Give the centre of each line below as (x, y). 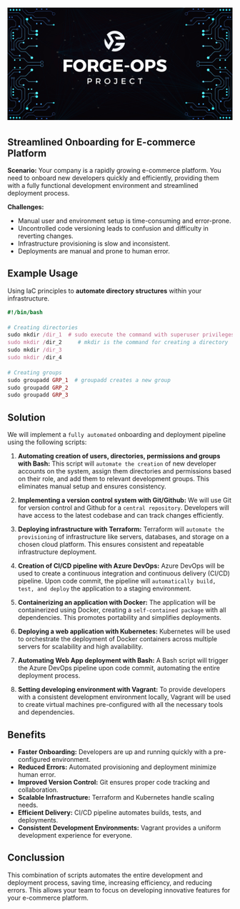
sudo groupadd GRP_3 (38, 395)
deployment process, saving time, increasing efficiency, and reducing (110, 883)
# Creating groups (35, 372)
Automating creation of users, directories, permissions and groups (119, 456)
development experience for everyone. (75, 835)
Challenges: (26, 207)
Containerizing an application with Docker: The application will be (116, 603)
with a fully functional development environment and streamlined (103, 185)
